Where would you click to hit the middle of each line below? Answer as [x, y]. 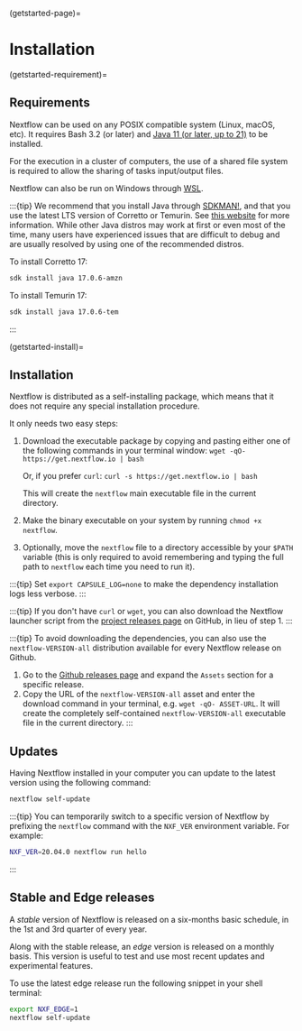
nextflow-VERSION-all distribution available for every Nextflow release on [146, 648]
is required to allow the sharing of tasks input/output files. [116, 170]
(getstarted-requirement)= [59, 74]
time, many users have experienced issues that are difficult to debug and [145, 235]
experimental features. [51, 965]
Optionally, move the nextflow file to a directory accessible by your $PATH [158, 548]
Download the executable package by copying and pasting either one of [156, 441]
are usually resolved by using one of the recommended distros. [127, 244]
